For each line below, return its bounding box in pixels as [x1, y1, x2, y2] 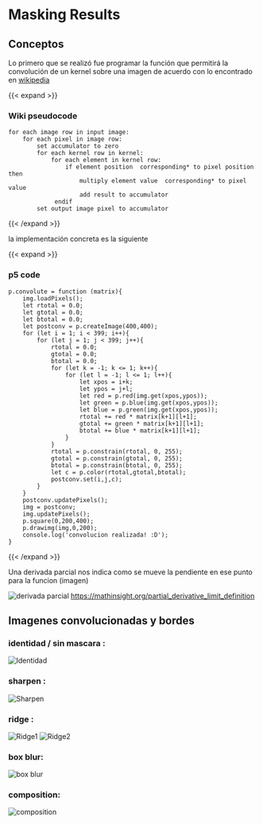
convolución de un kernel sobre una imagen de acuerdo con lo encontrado [8, 67, 253, 76]
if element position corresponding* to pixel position [64, 163, 254, 172]
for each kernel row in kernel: [37, 149, 145, 157]
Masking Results [8, 6, 121, 24]
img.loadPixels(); [22, 294, 83, 303]
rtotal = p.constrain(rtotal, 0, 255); [50, 447, 183, 455]
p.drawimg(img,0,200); [22, 524, 98, 532]
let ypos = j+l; [79, 385, 133, 393]
